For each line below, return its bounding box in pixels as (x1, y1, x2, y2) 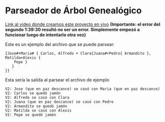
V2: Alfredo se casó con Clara (5, 95, 70, 100)
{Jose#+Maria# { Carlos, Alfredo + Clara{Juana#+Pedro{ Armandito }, (5, 51, 152, 56)
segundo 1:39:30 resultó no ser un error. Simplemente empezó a (5, 26, 140, 32)
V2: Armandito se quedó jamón (5, 104, 68, 109)
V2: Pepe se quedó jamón (5, 112, 56, 117)
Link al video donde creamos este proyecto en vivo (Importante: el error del (5, 21, 161, 27)
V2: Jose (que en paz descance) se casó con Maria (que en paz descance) (5, 86, 161, 91)
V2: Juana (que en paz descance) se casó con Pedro (5, 99, 114, 104)
